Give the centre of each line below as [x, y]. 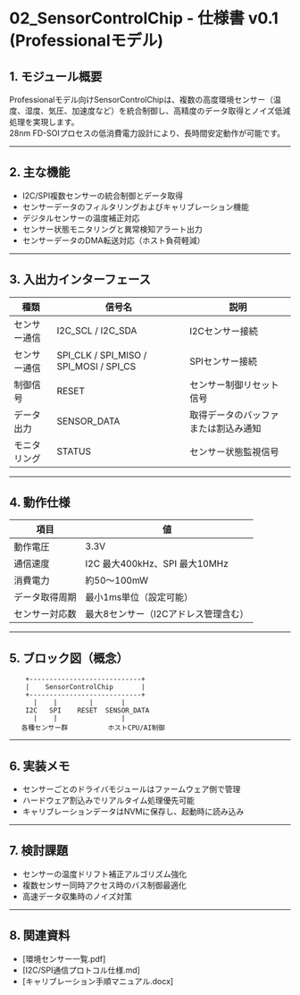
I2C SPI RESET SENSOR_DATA [87, 711]
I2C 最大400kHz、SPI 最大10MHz [157, 564]
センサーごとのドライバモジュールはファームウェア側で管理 [131, 789]
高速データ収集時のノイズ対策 [77, 896]
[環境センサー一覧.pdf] [64, 958]
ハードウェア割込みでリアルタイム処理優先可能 [108, 800]
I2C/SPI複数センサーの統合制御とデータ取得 [103, 195]
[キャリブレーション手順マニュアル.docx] [98, 981]
